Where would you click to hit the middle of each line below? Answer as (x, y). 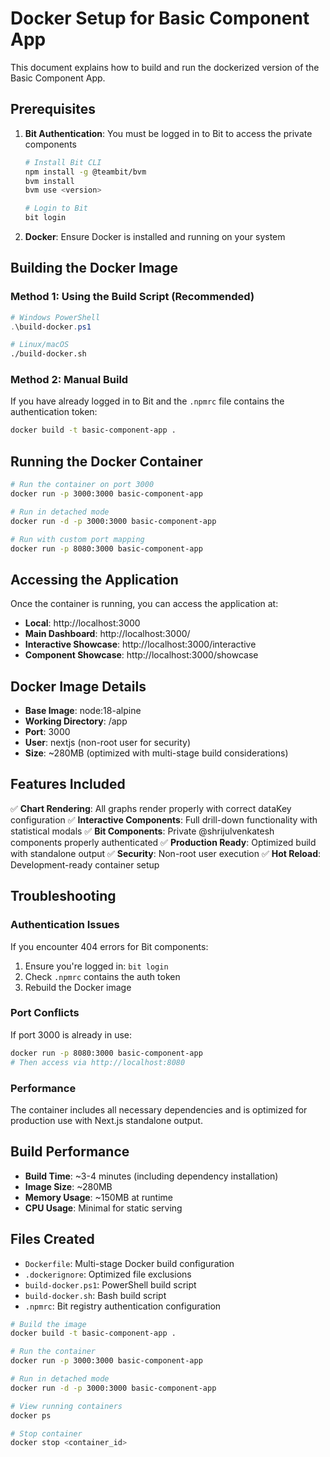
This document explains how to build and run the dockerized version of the (165, 67)
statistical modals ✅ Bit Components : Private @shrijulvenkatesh (142, 831)
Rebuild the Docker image (78, 987)
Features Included (68, 784)
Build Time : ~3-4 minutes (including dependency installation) (151, 1176)
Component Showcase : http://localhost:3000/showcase (141, 655)
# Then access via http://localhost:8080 (98, 1062)
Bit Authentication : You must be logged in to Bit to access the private (168, 133)
